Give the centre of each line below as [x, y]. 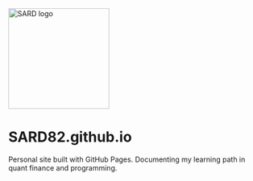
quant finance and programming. [63, 167]
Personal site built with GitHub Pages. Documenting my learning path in [127, 159]
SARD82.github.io [70, 137]
